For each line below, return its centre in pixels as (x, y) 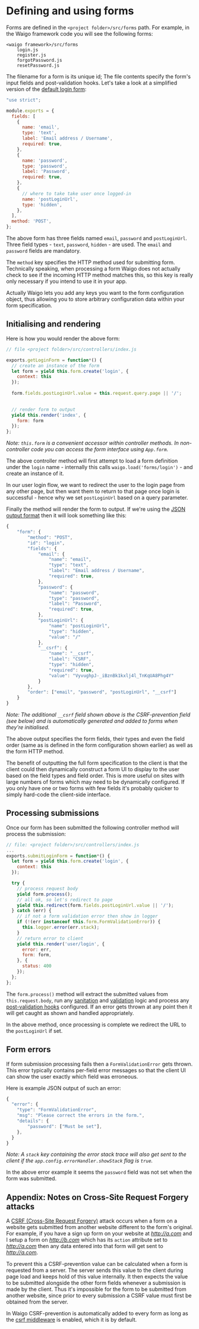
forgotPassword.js (40, 60)
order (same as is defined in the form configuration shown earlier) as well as (99, 745)
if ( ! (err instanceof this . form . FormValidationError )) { (89, 922)
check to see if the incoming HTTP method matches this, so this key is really (99, 275)
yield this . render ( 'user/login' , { (61, 944)
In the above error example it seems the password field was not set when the (99, 1172)
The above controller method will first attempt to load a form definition (92, 461)
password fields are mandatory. (44, 251)
